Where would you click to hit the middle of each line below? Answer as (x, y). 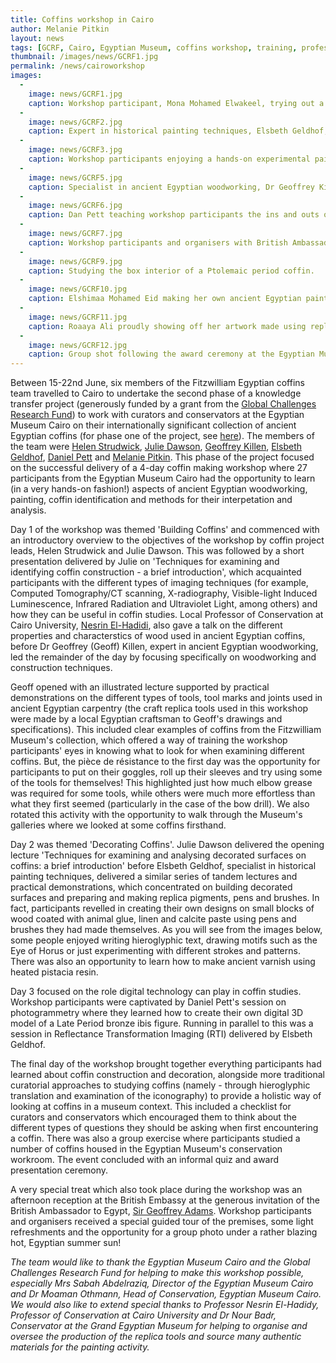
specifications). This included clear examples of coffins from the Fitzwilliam (166, 730)
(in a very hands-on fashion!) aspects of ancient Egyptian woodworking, (159, 489)
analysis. (28, 510)
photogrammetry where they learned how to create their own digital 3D (157, 1013)
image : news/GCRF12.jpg (78, 345)
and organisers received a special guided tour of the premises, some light (162, 1222)
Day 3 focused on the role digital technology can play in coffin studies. (156, 992)
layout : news (37, 38)
